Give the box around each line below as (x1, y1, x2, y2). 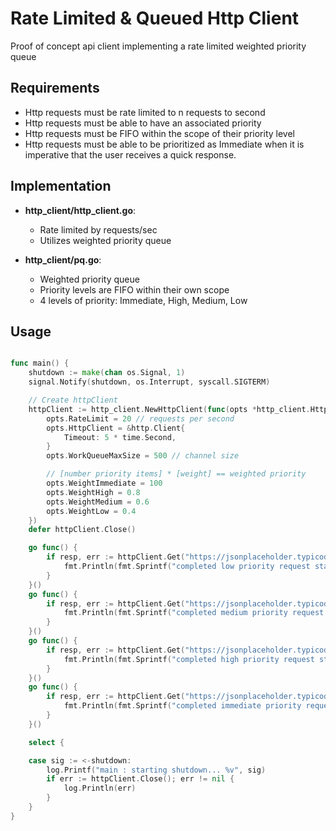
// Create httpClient (28, 395, 118, 405)
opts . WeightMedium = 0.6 (46, 497, 150, 507)
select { (28, 737, 65, 747)
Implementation (10, 178, 112, 195)
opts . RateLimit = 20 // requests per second (46, 413, 235, 424)
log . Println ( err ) (63, 783, 137, 794)
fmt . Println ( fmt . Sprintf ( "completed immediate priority (63, 701, 302, 711)
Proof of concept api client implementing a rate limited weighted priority (10, 40, 307, 52)
